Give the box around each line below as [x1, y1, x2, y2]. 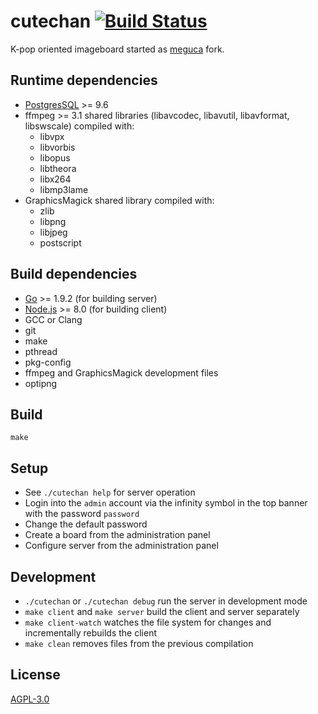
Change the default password [24, 518, 148, 530]
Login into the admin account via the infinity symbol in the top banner [24, 497, 308, 509]
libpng [39, 215, 67, 227]
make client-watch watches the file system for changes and [24, 616, 272, 628]
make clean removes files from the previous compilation [24, 638, 254, 649]
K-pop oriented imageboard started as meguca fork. [10, 43, 225, 55]
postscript [39, 236, 82, 249]
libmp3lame [39, 183, 89, 195]
